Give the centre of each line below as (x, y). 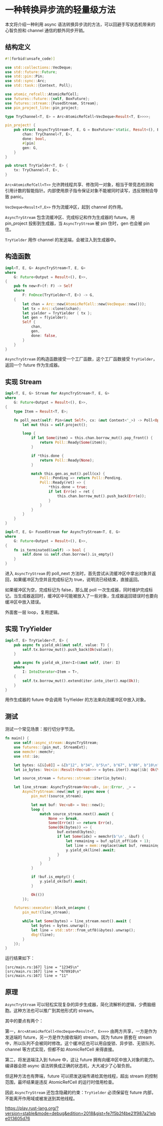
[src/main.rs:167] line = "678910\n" (43, 972)
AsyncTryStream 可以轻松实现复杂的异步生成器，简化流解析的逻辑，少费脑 (78, 1005)
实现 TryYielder (28, 629)
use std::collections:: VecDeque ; (39, 67)
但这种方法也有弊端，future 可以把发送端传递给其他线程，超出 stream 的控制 (81, 1076)
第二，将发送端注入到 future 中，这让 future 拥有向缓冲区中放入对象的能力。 (81, 1060)
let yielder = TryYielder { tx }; (57, 313)
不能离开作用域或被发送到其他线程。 (41, 1099)
